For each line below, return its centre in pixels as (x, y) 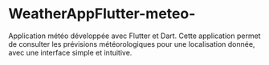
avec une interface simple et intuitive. (70, 52)
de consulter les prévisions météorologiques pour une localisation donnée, (132, 44)
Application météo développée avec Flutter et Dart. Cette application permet (134, 36)
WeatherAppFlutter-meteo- (102, 14)
